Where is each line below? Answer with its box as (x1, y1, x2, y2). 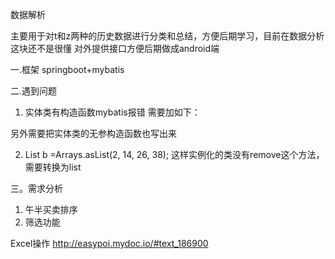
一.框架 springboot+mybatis (10, 64, 125, 75)
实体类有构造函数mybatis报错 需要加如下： (24, 106, 201, 118)
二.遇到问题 (10, 85, 58, 97)
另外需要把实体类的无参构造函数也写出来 (10, 128, 177, 139)
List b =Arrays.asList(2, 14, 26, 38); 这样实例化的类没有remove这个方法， (24, 149, 325, 160)
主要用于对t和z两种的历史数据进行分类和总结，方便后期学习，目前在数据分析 (10, 30, 325, 42)
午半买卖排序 (24, 204, 78, 215)
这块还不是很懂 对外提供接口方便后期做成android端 (10, 43, 220, 54)
